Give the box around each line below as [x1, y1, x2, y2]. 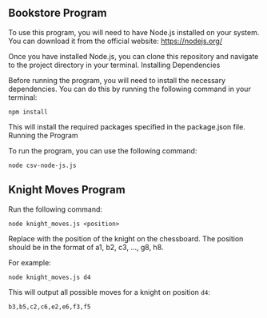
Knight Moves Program [8, 183, 126, 197]
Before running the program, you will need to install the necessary [8, 75, 226, 85]
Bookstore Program [8, 6, 107, 20]
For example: [8, 257, 52, 267]
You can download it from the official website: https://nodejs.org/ [8, 36, 222, 46]
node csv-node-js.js [8, 161, 78, 169]
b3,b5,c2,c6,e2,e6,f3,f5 [8, 303, 91, 311]
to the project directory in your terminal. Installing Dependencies [8, 60, 221, 70]
